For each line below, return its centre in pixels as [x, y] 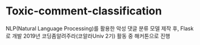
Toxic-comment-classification [84, 11]
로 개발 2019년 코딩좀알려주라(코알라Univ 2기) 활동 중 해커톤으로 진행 [88, 36]
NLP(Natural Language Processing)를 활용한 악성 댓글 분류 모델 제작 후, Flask [100, 28]
